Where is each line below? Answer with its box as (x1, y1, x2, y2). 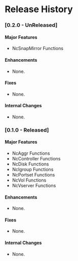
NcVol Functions (12, 177, 47, 183)
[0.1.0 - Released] (5, 126, 49, 134)
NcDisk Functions (12, 161, 49, 167)
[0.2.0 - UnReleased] (5, 22, 58, 29)
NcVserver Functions (12, 183, 56, 189)
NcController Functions (12, 156, 61, 162)
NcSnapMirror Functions (12, 46, 64, 52)
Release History (5, 4, 73, 15)
